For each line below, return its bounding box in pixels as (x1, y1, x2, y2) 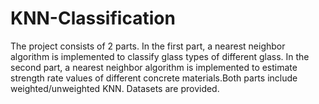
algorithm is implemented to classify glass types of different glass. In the (10, 50, 310, 62)
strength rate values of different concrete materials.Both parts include (10, 72, 298, 84)
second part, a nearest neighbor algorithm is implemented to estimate (10, 61, 298, 73)
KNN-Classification (10, 7, 176, 30)
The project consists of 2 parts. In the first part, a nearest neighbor (10, 40, 286, 52)
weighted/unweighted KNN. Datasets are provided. (10, 82, 220, 94)
